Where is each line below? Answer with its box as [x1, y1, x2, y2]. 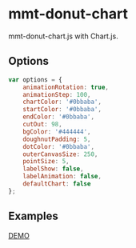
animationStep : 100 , [22, 90, 91, 98]
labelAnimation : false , [22, 173, 102, 181]
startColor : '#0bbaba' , [22, 106, 102, 114]
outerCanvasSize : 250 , [22, 150, 98, 158]
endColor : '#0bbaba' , [22, 113, 94, 121]
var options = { [8, 75, 62, 84]
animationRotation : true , [22, 83, 110, 91]
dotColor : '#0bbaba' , [22, 142, 94, 150]
